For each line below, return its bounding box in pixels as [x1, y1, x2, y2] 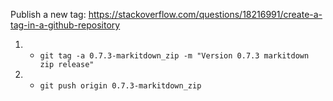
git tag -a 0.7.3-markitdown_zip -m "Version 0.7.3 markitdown [39, 51, 310, 61]
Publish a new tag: [10, 9, 87, 20]
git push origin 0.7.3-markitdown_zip [39, 81, 202, 91]
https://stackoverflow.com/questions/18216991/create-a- [88, 9, 323, 20]
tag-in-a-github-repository [10, 19, 121, 31]
